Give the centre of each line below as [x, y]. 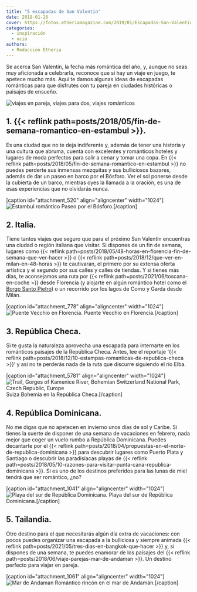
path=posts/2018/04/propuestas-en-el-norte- [130, 446]
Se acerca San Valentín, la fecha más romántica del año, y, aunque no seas [97, 66]
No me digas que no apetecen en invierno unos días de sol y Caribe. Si [92, 427]
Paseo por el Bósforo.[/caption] [99, 206]
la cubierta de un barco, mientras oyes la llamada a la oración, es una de [94, 182]
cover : [14, 22]
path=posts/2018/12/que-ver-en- [143, 258]
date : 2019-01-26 [27, 17]
